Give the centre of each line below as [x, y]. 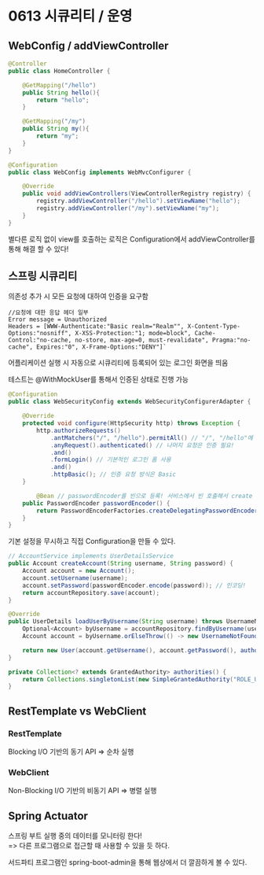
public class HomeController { [59, 71]
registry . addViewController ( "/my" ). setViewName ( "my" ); [128, 209]
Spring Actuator [48, 816]
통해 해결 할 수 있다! [38, 249]
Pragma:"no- [231, 340]
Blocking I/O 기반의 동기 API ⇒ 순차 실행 [71, 751]
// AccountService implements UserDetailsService [91, 556]
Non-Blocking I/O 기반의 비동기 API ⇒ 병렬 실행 [82, 791]
